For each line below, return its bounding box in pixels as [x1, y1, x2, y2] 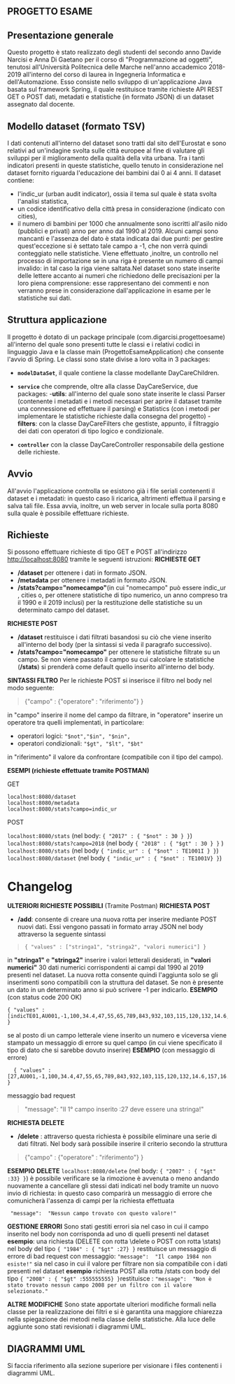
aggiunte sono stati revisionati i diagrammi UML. [7, 1322, 146, 1331]
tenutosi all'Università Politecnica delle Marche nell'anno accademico [7, 63, 208, 71]
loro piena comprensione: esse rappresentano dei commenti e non [17, 279, 210, 288]
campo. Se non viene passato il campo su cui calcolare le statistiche [17, 655, 215, 664]
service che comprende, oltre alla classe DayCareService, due [17, 382, 198, 391]
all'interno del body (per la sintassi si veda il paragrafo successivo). [17, 641, 212, 649]
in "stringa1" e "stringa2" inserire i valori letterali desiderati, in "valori [7, 956, 211, 965]
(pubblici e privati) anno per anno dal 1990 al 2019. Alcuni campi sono [17, 227, 219, 235]
